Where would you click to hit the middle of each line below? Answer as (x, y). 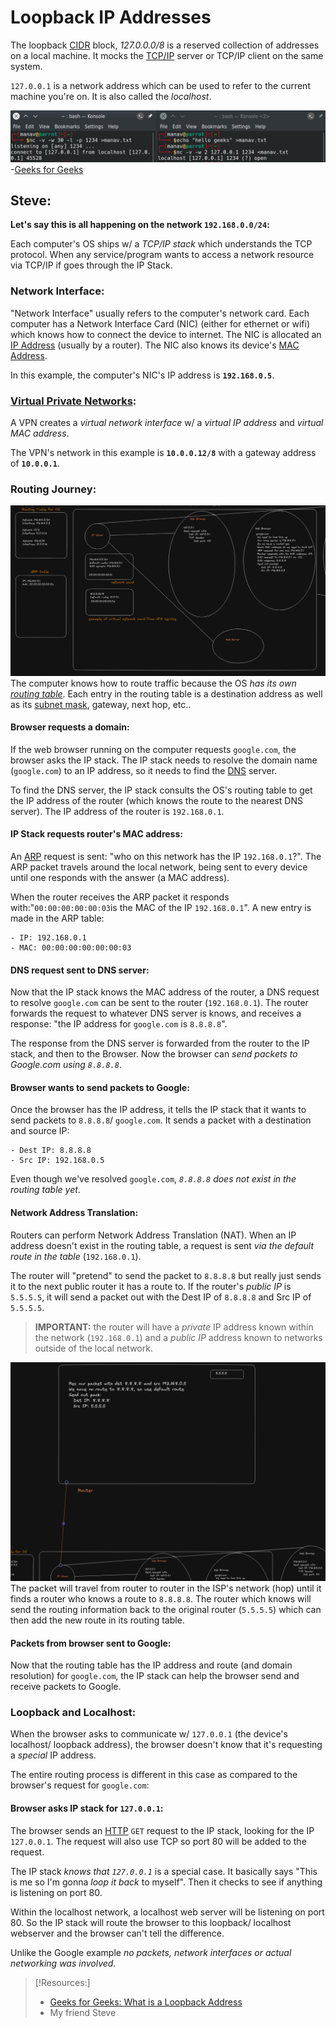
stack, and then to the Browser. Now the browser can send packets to (154, 1054)
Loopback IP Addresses (111, 17)
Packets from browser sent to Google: (91, 1643)
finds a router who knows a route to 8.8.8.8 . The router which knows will (161, 1598)
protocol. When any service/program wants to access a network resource (162, 255)
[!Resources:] (62, 1982)
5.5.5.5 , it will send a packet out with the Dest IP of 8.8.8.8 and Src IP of (161, 1297)
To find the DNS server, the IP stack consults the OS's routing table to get (161, 790)
